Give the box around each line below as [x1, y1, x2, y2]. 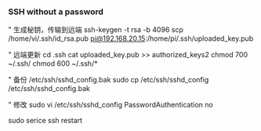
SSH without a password [8, 6, 104, 17]
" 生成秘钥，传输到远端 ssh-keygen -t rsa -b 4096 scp [8, 25, 184, 35]
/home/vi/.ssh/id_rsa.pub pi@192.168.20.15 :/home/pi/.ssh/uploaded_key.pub [8, 34, 254, 43]
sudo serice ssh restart [8, 116, 83, 126]
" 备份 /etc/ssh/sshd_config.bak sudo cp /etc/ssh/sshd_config [8, 75, 209, 85]
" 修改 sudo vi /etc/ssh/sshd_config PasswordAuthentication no [8, 100, 213, 110]
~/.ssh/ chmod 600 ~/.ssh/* [8, 59, 98, 68]
